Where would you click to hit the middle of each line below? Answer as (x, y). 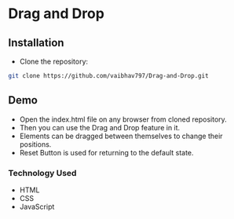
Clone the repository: (54, 61)
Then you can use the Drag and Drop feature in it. (100, 127)
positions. (35, 144)
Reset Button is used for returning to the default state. (106, 152)
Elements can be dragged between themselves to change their (121, 136)
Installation (36, 43)
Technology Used (42, 173)
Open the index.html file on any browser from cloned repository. (123, 119)
